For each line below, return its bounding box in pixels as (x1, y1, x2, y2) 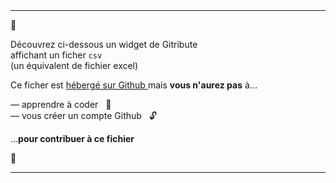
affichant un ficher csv (10, 49, 103, 61)
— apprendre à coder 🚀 (10, 99, 112, 110)
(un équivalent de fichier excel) (10, 60, 139, 71)
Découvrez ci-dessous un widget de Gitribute (10, 39, 198, 50)
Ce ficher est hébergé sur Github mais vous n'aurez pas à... (10, 79, 258, 91)
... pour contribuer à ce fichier (10, 133, 135, 144)
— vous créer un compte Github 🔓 (10, 110, 157, 121)
